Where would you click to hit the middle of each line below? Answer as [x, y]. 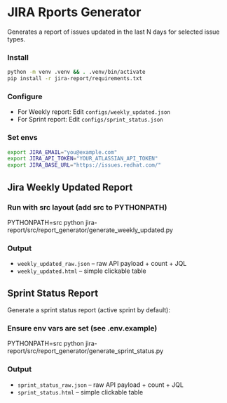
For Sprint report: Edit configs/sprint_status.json [90, 120]
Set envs [22, 138]
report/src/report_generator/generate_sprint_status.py [85, 351]
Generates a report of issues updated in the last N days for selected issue [113, 32]
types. [16, 39]
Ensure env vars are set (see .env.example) [82, 328]
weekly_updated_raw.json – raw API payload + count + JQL [102, 264]
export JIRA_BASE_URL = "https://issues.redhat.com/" [84, 165]
